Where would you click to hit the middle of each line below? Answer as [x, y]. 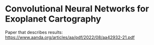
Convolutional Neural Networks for [77, 9]
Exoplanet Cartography [53, 19]
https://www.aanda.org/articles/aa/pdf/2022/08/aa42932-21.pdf [70, 37]
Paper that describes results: [34, 32]
